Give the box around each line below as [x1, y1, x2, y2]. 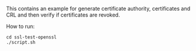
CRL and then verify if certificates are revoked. [6, 11, 120, 18]
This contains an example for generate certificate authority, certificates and [6, 5, 191, 12]
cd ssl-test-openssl [6, 34, 57, 40]
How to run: [6, 23, 35, 30]
